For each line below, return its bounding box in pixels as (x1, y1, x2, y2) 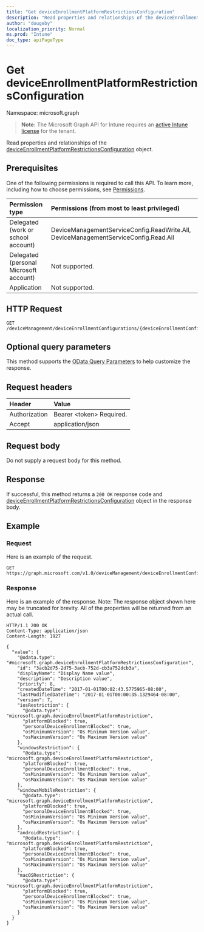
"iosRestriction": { (17, 702, 69, 708)
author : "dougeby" (6, 20, 53, 26)
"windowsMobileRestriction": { (17, 787, 97, 793)
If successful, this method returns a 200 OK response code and (6, 490, 163, 498)
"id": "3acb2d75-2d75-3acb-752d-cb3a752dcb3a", (17, 665, 140, 671)
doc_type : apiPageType (6, 37, 64, 43)
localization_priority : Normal (6, 26, 86, 32)
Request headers (6, 382, 73, 392)
